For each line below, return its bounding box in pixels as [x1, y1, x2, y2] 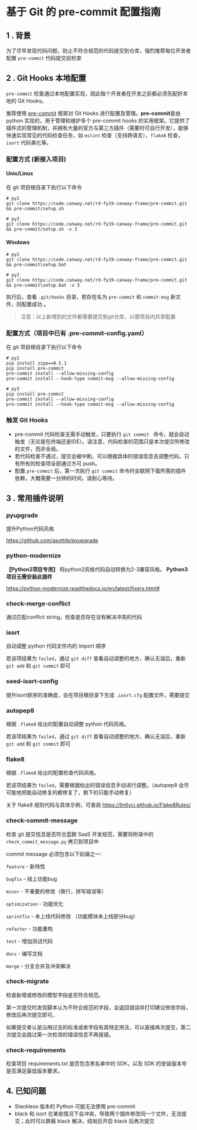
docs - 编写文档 [6, 950, 43, 957]
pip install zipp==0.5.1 [6, 360, 67, 366]
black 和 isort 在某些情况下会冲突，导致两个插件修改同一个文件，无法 [14, 1110, 182, 1117]
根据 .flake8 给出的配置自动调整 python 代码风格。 [6, 720, 130, 727]
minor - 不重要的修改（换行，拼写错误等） [6, 887, 107, 894]
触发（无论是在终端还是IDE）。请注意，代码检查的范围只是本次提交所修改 [14, 438, 191, 445]
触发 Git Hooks [6, 416, 49, 424]
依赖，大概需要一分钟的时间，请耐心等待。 [14, 474, 118, 481]
